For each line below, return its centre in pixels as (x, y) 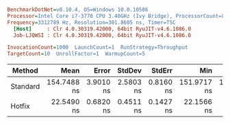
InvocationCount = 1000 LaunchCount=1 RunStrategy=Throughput (98, 48)
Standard (25, 86)
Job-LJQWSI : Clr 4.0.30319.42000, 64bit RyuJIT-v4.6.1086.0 (102, 35)
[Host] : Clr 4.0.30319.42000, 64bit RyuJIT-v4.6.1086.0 (102, 29)
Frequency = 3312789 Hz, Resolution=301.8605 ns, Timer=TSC (91, 22)
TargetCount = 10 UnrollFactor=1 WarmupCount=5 (76, 54)
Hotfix (20, 106)
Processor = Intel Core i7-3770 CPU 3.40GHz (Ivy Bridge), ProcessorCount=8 (116, 16)
